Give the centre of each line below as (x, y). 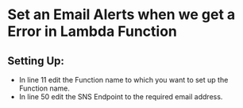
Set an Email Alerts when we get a (121, 15)
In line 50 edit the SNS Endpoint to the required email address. (121, 96)
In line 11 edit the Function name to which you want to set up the (123, 80)
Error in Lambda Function (93, 31)
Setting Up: (36, 61)
